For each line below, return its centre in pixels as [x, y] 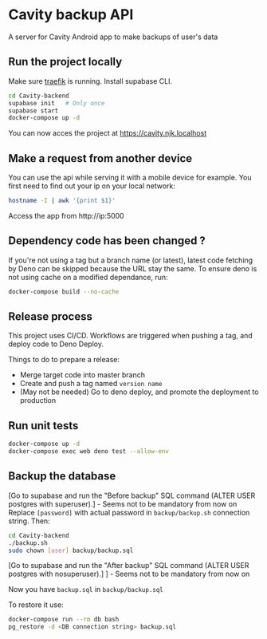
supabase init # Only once [57, 103]
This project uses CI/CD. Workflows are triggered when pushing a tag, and [130, 336]
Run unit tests [43, 426]
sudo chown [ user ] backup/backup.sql [71, 550]
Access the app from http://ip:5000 [67, 215]
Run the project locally [65, 62]
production [38, 400]
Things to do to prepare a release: [64, 360]
